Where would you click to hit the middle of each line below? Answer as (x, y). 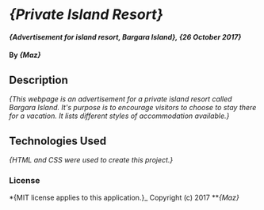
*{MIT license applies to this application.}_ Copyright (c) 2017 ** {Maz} (124, 198)
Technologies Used (57, 141)
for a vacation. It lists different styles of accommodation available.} (119, 116)
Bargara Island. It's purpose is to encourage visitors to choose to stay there (133, 108)
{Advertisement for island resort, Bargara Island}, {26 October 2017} (125, 36)
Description (38, 80)
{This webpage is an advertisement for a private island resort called (121, 99)
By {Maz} (25, 55)
